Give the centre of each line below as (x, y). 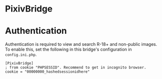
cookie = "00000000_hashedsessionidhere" (48, 72)
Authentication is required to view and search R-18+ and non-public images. (81, 44)
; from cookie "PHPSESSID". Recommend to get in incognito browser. (76, 68)
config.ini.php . (21, 54)
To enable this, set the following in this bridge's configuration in (68, 50)
